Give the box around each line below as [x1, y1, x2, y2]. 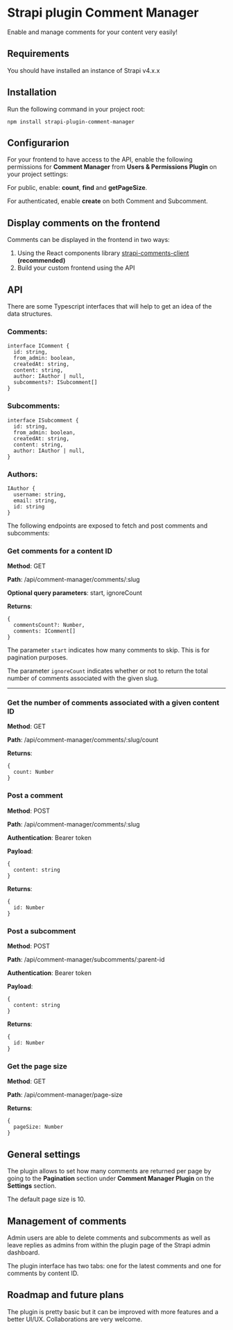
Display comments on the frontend [7, 217, 161, 229]
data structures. [7, 310, 53, 318]
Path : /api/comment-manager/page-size [7, 1091, 123, 1099]
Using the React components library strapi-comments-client [17, 249, 189, 257]
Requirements [7, 48, 69, 60]
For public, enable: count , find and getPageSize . [7, 184, 148, 192]
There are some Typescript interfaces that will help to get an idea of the [7, 302, 212, 310]
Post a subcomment [7, 926, 76, 935]
